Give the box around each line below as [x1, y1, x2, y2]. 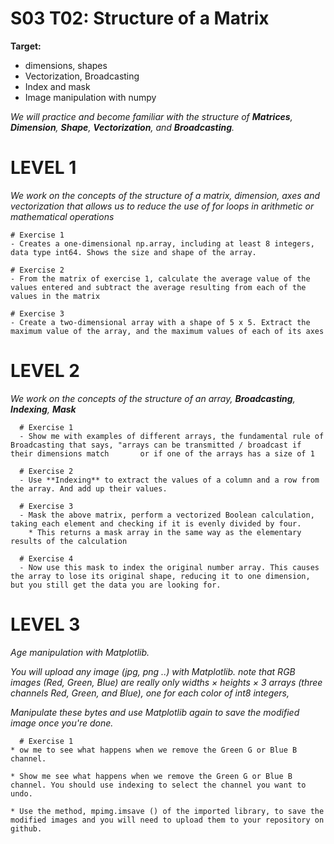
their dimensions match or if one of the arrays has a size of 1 [10, 448, 315, 459]
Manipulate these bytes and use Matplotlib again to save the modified [10, 706, 300, 718]
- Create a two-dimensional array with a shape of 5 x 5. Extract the [10, 317, 311, 327]
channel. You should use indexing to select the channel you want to [10, 780, 307, 790]
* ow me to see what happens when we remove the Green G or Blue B [10, 745, 298, 755]
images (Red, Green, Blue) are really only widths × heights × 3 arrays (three [10, 676, 323, 688]
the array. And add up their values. [10, 483, 168, 494]
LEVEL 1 [10, 157, 77, 179]
